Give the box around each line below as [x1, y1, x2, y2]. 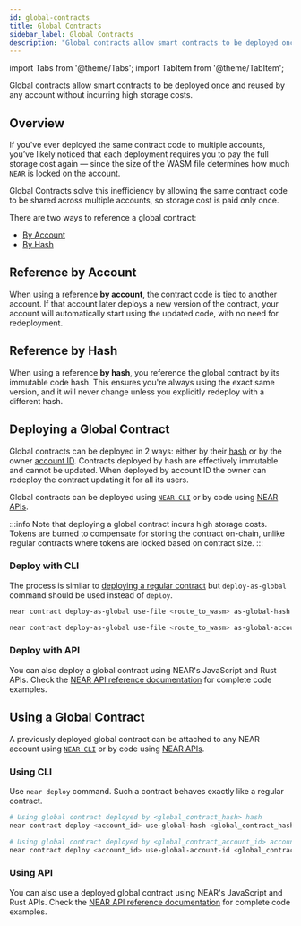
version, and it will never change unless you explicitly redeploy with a [9, 386, 265, 397]
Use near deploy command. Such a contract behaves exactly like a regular [9, 785, 284, 796]
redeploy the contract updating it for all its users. [9, 474, 190, 485]
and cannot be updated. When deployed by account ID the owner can [9, 464, 267, 475]
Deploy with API [9, 645, 81, 657]
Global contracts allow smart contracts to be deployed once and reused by [9, 80, 285, 91]
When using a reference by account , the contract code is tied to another [9, 289, 278, 299]
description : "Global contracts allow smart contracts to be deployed [9, 38, 279, 48]
